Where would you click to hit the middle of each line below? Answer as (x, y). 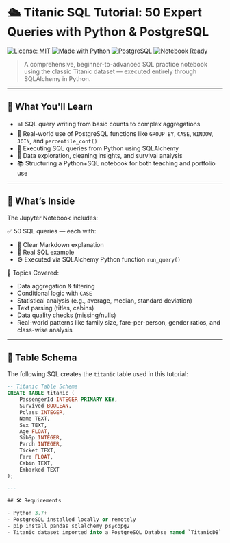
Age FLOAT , (35, 431)
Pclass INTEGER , (43, 412)
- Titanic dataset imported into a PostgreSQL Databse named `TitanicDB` (115, 532)
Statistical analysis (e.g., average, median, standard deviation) (105, 300)
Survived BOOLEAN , (46, 406)
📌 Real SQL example (46, 252)
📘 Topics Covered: (33, 273)
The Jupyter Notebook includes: (52, 218)
